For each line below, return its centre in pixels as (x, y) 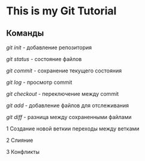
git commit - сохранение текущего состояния (64, 71)
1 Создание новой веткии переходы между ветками (73, 129)
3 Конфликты (23, 152)
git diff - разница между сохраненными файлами (69, 117)
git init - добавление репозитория (49, 47)
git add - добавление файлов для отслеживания (68, 105)
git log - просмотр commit (39, 82)
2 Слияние (20, 140)
